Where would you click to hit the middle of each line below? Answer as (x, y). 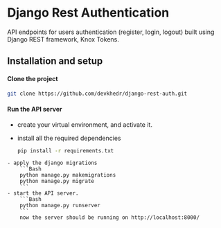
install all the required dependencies (69, 138)
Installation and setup (55, 61)
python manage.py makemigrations (68, 175)
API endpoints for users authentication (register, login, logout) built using (111, 32)
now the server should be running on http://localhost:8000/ (109, 218)
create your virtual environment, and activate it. (85, 124)
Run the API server (35, 109)
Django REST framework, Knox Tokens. (63, 39)
